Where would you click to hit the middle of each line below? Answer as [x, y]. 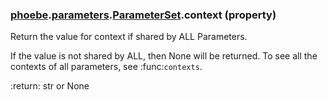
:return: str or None [50, 86]
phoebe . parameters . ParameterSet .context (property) [143, 15]
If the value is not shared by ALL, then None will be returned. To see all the [164, 56]
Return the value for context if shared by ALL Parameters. [129, 37]
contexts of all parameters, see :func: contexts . [106, 67]
